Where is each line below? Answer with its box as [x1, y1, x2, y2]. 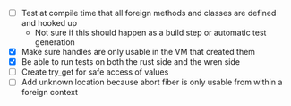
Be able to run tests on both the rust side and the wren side [21, 57, 241, 67]
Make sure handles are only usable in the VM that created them [21, 47, 256, 57]
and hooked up [21, 18, 78, 29]
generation [34, 37, 75, 48]
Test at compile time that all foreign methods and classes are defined [21, 8, 277, 18]
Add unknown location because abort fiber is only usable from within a [21, 76, 283, 88]
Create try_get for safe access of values [21, 66, 169, 77]
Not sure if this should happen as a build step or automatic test [34, 27, 267, 39]
